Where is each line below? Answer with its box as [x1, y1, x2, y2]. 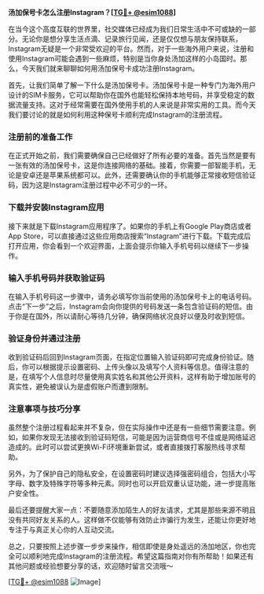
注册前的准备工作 [8, 131, 73, 142]
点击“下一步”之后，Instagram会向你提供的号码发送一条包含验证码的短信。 [8, 301, 247, 311]
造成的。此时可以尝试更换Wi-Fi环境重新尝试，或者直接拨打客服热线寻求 [8, 442, 240, 452]
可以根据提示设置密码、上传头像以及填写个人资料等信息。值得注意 [28, 362, 242, 372]
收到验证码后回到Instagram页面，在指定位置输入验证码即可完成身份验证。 [8, 352, 247, 362]
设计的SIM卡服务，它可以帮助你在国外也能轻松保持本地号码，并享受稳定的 [8, 90, 248, 99]
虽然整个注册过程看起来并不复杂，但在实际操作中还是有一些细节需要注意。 [8, 422, 249, 432]
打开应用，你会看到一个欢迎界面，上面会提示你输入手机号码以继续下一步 [8, 241, 242, 250]
